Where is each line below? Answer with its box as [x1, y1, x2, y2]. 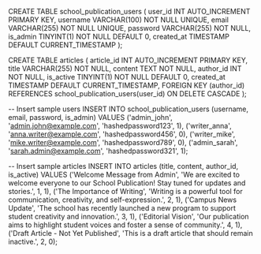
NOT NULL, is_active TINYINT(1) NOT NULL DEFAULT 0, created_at [8, 73, 226, 81]
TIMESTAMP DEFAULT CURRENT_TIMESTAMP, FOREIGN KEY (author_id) [8, 80, 245, 90]
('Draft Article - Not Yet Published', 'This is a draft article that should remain [8, 229, 254, 237]
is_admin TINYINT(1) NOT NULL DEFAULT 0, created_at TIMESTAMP [8, 32, 230, 41]
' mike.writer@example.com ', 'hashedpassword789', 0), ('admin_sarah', [8, 138, 238, 147]
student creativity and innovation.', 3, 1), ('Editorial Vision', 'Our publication [8, 212, 250, 221]
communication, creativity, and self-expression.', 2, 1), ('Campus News [8, 195, 237, 204]
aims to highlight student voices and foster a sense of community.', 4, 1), [8, 220, 243, 230]
